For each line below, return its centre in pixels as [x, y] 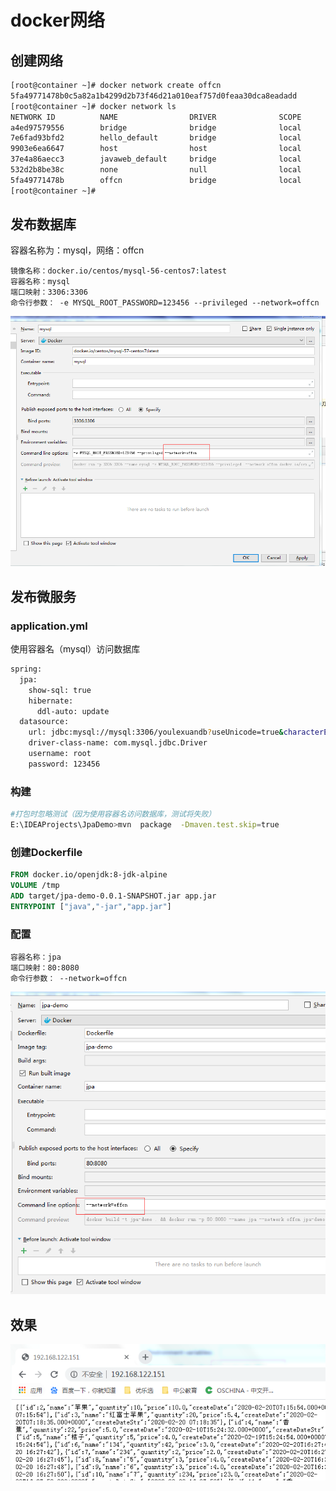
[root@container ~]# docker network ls [93, 106]
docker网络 [57, 20]
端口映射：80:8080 [45, 967]
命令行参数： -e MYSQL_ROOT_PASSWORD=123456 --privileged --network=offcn [165, 303]
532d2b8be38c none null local [156, 170]
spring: [26, 669]
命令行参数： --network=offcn [68, 978]
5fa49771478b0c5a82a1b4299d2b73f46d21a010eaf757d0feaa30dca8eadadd [154, 96]
